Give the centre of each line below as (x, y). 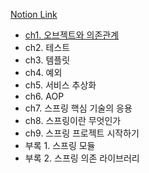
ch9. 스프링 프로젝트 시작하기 (82, 133)
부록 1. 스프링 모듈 (60, 145)
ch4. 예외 (43, 72)
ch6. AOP (44, 96)
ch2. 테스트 (47, 47)
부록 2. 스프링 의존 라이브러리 (82, 158)
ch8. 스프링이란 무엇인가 (73, 120)
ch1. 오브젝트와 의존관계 (72, 35)
